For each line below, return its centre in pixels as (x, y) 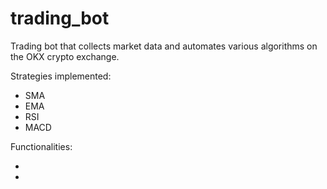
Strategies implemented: (61, 76)
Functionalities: (41, 146)
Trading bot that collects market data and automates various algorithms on (164, 46)
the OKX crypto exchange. (65, 56)
